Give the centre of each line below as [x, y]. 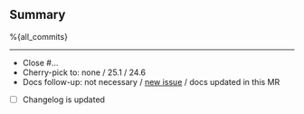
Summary [38, 15]
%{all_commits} [38, 36]
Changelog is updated [64, 100]
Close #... [40, 62]
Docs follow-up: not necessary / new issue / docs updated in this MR [151, 81]
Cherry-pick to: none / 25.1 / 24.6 [84, 72]
